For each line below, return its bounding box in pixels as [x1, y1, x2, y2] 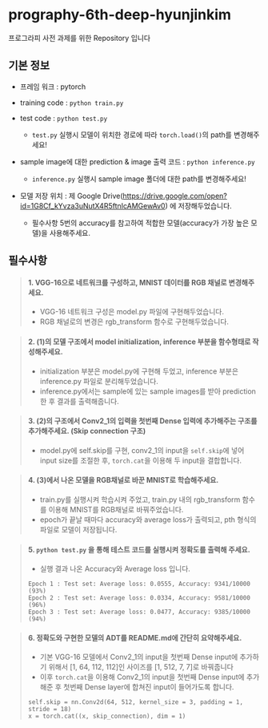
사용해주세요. [49, 228, 90, 237]
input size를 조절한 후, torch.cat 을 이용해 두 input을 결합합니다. [39, 455, 242, 465]
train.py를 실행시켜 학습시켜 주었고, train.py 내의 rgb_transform [39, 495, 241, 504]
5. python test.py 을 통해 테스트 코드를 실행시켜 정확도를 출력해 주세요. [27, 544, 250, 554]
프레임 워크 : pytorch [19, 82, 86, 91]
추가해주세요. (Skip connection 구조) [27, 427, 146, 436]
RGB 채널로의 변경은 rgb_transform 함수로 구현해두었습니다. [39, 317, 230, 326]
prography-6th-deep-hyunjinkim [8, 6, 232, 24]
